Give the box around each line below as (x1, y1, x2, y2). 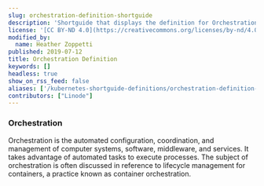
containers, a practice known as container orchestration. (8, 169, 191, 178)
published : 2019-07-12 (8, 48, 82, 56)
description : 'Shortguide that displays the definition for (8, 19, 210, 27)
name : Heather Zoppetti (15, 41, 93, 49)
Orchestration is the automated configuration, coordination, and (8, 135, 214, 145)
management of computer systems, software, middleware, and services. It (8, 144, 249, 153)
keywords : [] (8, 63, 51, 71)
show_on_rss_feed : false (8, 77, 90, 85)
